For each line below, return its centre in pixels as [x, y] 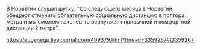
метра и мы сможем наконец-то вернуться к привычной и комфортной [98, 21]
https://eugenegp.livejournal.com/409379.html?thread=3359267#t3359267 [100, 40]
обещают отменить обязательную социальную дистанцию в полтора [95, 15]
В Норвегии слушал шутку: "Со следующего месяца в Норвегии [89, 9]
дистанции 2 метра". [33, 28]
